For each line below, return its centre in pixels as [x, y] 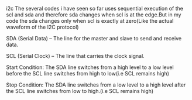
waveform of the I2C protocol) [42, 27]
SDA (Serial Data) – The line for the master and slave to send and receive [94, 38]
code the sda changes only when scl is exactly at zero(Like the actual [90, 21]
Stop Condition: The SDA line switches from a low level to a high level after [96, 85]
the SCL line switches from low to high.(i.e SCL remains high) [80, 91]
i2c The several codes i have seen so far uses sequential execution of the [95, 8]
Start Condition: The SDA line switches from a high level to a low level [90, 67]
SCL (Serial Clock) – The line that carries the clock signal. [75, 56]
